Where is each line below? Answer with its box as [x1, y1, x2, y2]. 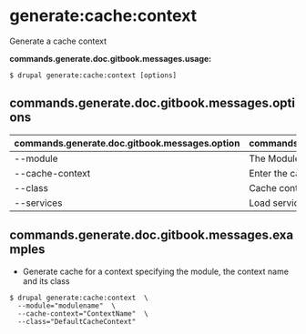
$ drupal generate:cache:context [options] [9, 70, 178, 80]
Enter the [249, 167, 289, 179]
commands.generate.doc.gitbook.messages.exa [9, 228, 294, 243]
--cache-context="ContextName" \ [17, 309, 148, 319]
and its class [22, 275, 70, 287]
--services [14, 197, 63, 209]
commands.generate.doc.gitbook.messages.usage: [9, 53, 212, 64]
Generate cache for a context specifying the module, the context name [22, 266, 290, 277]
